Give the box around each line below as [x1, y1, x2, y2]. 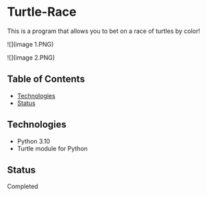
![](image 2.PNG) [7, 53, 56, 62]
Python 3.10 [16, 137, 50, 145]
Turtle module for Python [16, 144, 88, 152]
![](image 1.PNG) [7, 40, 54, 48]
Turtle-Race [7, 4, 77, 20]
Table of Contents [7, 73, 86, 85]
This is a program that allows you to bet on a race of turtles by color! [7, 27, 201, 35]
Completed [7, 183, 39, 191]
